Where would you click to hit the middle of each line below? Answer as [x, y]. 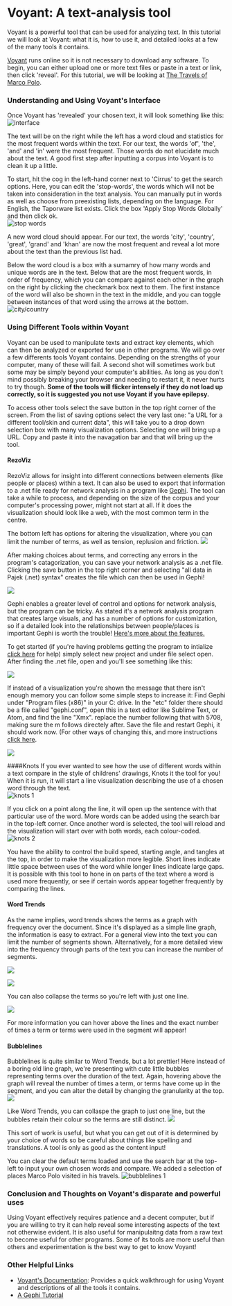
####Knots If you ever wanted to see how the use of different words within [114, 765]
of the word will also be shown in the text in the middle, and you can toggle [114, 295]
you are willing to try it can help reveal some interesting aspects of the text [114, 1225]
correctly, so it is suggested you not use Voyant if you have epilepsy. [108, 394]
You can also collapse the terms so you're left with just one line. [98, 996]
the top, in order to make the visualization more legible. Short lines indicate [114, 859]
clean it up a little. [32, 166]
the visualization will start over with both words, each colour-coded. [104, 831]
